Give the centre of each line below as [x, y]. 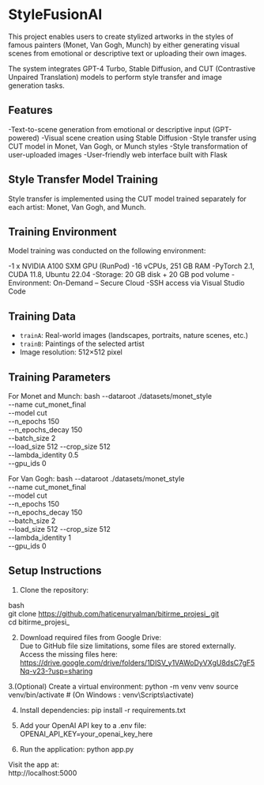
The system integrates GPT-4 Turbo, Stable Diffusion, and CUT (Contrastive [132, 68]
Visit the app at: [34, 764]
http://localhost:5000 [43, 772]
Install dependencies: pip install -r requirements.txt [102, 710]
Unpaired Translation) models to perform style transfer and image [115, 77]
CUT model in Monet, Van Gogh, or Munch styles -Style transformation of [128, 146]
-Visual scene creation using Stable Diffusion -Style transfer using [149, 138]
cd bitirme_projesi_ [39, 622]
